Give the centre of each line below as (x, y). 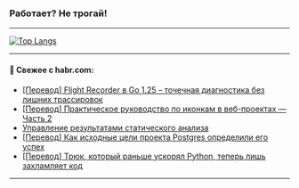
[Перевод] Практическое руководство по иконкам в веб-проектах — (154, 109)
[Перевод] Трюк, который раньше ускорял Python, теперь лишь (144, 156)
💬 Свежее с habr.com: (52, 69)
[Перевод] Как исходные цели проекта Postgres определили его (145, 137)
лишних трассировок (63, 99)
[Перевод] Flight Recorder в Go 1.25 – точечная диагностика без (143, 90)
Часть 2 (37, 118)
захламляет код (52, 165)
